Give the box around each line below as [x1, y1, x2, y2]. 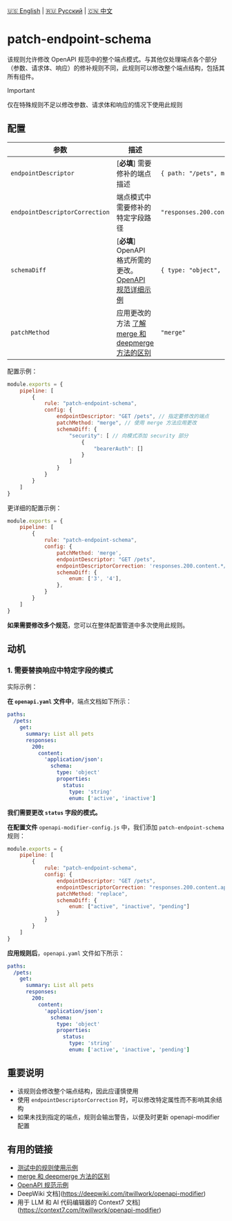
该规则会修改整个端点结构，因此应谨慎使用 [17, 1087, 139, 1095]
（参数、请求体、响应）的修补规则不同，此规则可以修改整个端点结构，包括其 [7, 64, 225, 72]
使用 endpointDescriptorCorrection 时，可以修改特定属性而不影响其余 [17, 1095, 217, 1103]
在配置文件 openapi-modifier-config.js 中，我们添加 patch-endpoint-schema [7, 823, 224, 831]
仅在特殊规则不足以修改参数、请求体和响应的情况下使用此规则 [7, 100, 183, 109]
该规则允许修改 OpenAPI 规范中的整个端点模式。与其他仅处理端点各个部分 [7, 55, 217, 63]
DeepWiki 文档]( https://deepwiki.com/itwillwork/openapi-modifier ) [17, 1189, 206, 1197]
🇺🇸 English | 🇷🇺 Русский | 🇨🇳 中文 [7, 7, 113, 15]
